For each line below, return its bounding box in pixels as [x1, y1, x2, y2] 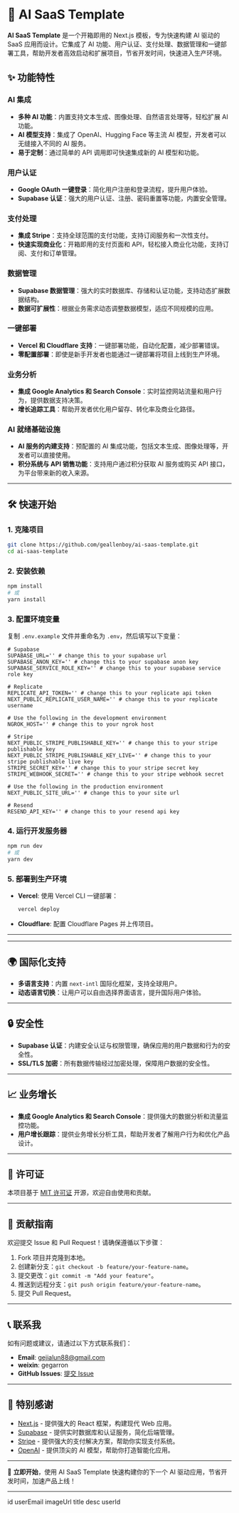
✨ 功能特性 [7, 71, 55, 84]
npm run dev [7, 843, 43, 850]
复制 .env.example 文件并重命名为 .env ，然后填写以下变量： [7, 632, 183, 640]
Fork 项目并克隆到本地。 [17, 1253, 90, 1262]
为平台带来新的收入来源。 [17, 468, 93, 477]
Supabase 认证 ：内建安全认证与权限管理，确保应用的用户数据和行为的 [17, 1041, 225, 1050]
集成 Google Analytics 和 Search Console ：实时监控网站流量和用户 [17, 387, 216, 396]
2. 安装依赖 [7, 566, 46, 576]
